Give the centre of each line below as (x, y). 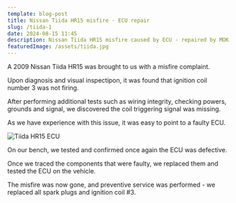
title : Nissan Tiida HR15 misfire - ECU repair (79, 20)
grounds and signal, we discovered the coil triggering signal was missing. (114, 109)
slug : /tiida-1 (30, 27)
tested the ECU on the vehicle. (52, 171)
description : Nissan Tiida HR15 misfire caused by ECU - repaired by (112, 40)
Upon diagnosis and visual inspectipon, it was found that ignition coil (107, 80)
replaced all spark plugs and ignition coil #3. (72, 192)
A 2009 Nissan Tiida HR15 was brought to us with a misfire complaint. (109, 67)
